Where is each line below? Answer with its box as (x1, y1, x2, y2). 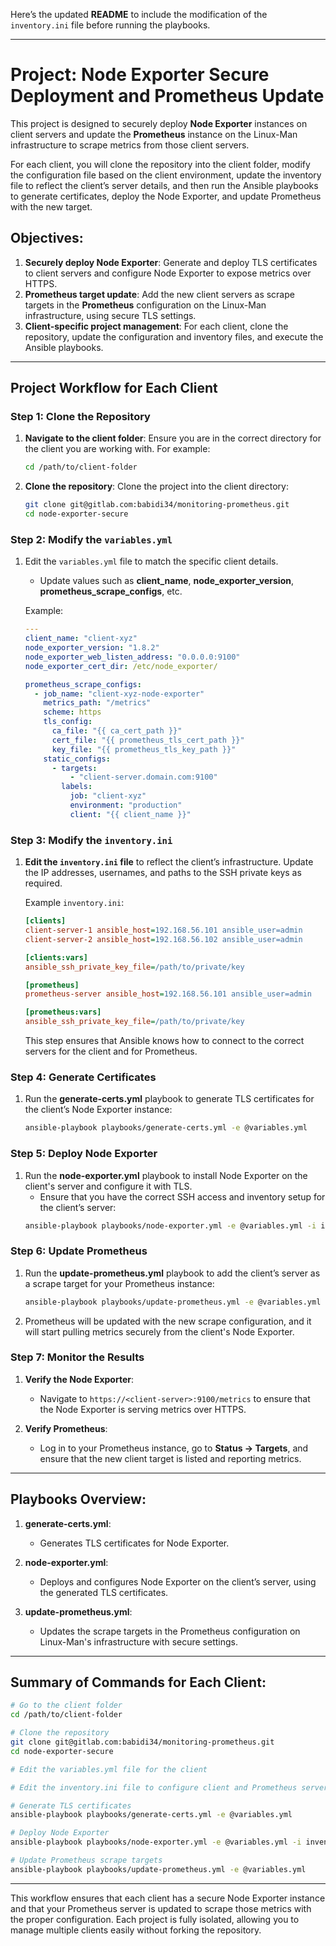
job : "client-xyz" (69, 791, 147, 801)
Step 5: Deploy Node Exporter (10, 1147, 158, 1161)
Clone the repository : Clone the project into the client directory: (24, 480, 290, 493)
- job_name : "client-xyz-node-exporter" (34, 689, 205, 699)
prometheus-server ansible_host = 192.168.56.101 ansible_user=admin (24, 989, 312, 999)
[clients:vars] (24, 952, 89, 963)
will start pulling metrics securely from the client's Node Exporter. (24, 1325, 295, 1338)
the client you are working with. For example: (24, 443, 211, 455)
